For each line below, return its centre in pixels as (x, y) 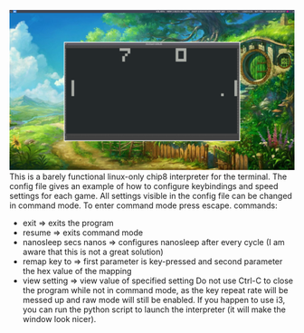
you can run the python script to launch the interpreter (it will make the (154, 309)
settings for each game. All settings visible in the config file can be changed (151, 196)
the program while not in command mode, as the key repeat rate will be (155, 290)
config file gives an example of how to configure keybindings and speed (144, 186)
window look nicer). (59, 319)
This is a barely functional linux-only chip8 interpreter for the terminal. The (148, 176)
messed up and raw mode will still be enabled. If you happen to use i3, (154, 300)
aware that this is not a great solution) (93, 252)
